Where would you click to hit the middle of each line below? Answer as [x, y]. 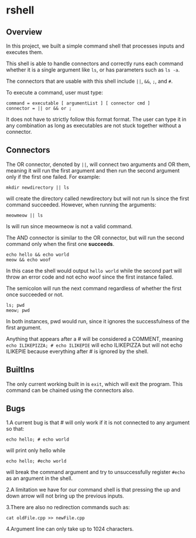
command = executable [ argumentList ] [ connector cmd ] [78, 103]
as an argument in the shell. [39, 478]
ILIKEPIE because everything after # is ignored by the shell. [78, 351]
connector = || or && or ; [39, 109]
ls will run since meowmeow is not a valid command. [69, 226]
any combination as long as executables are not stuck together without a [94, 126]
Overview [24, 32]
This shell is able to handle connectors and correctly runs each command [94, 63]
